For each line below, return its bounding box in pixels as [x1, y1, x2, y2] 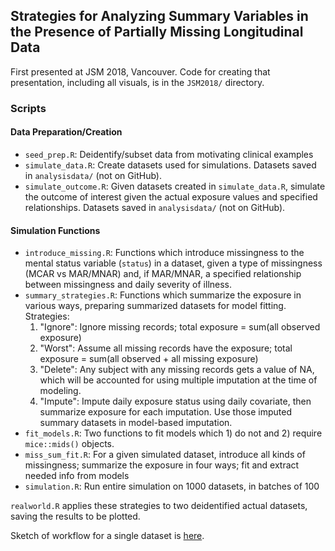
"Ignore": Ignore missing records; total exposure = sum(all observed [39, 321, 321, 333]
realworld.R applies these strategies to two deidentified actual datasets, [10, 500, 308, 512]
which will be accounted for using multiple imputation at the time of [39, 374, 318, 386]
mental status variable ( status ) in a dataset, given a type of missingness [24, 257, 323, 269]
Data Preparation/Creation [10, 126, 123, 138]
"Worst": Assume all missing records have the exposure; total [39, 342, 293, 354]
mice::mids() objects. [24, 438, 115, 450]
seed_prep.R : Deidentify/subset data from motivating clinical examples [24, 148, 314, 160]
